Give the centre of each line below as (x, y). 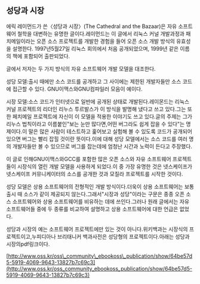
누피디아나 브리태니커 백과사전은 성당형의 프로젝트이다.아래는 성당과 (111, 236)
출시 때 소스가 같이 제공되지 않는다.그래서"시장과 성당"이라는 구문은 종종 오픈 (96, 194)
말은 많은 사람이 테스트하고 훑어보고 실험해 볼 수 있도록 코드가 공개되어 (110, 131)
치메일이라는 (21, 41)
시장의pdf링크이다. (28, 244)
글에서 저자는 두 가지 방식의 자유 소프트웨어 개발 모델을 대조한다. (81, 69)
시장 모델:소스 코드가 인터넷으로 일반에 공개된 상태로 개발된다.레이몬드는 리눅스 (98, 101)
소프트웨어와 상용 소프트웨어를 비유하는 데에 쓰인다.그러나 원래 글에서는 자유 (101, 201)
